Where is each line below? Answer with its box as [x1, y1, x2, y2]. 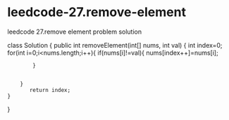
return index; [29, 86, 71, 93]
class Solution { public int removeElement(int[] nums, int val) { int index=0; [7, 41, 223, 49]
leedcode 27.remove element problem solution [7, 27, 142, 36]
